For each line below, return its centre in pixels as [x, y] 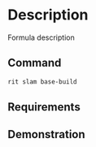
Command [35, 63]
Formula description [41, 37]
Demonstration [47, 134]
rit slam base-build [43, 82]
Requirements [44, 107]
